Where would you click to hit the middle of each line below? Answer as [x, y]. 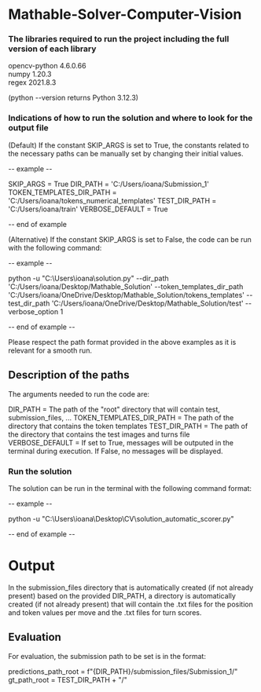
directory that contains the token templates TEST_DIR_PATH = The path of [128, 426]
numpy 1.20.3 [30, 74]
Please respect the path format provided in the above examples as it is [122, 342]
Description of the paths [69, 375]
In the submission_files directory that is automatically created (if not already [131, 588]
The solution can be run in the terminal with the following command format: [130, 488]
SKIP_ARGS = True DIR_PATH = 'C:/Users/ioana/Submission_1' [109, 184]
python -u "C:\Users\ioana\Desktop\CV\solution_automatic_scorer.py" [121, 518]
